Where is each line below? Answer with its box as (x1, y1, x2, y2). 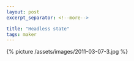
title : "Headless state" (6, 26, 70, 32)
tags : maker (6, 31, 37, 37)
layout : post (6, 9, 40, 15)
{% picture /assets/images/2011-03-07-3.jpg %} (6, 48, 128, 56)
